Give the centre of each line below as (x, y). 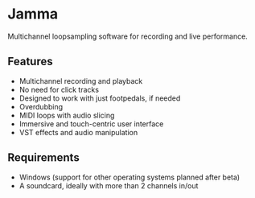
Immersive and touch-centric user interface (91, 124)
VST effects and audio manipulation (78, 132)
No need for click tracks (59, 89)
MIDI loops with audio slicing (67, 115)
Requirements (43, 158)
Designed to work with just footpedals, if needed (100, 98)
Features (30, 62)
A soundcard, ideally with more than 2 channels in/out (109, 185)
